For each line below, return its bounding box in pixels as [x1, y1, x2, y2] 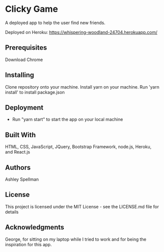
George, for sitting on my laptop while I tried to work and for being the [5, 236, 146, 242]
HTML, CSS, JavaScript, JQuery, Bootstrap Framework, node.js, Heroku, [5, 144, 152, 150]
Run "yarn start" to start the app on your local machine [12, 117, 123, 123]
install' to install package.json [5, 89, 65, 95]
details [5, 209, 19, 215]
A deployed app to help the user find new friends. [5, 20, 106, 26]
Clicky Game [5, 3, 58, 15]
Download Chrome [5, 57, 43, 63]
